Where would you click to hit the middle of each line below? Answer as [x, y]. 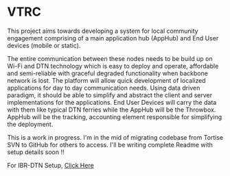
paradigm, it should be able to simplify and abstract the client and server [110, 95]
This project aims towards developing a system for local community [103, 31]
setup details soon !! [36, 152]
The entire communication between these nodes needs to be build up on [110, 58]
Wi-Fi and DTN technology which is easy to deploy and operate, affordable [113, 66]
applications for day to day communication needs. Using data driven [104, 88]
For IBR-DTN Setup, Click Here [50, 165]
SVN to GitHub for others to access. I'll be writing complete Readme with [110, 144]
